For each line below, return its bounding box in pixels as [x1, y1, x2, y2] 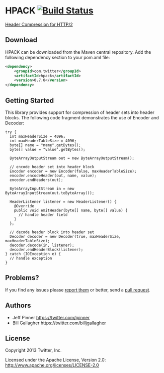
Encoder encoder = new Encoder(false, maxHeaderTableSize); [9, 169, 137, 174]
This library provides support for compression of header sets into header [5, 109, 155, 115]
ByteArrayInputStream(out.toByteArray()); [5, 190, 94, 195]
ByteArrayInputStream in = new [9, 186, 75, 191]
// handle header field [18, 212, 68, 217]
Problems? [5, 274, 39, 282]
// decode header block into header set [9, 229, 94, 235]
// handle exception [9, 256, 52, 261]
